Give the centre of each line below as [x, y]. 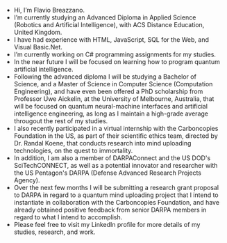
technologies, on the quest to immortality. [73, 150]
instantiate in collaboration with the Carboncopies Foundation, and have [117, 202]
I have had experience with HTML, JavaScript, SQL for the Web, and [111, 40]
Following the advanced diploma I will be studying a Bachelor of [105, 77]
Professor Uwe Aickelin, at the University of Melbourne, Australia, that [114, 99]
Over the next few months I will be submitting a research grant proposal [116, 188]
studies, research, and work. [54, 232]
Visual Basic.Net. [38, 47]
